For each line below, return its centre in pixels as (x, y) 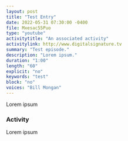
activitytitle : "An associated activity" (58, 39)
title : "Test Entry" (31, 17)
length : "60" (22, 66)
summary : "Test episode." (38, 50)
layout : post (22, 11)
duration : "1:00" (27, 60)
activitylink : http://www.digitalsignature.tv (64, 44)
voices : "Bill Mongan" (34, 88)
